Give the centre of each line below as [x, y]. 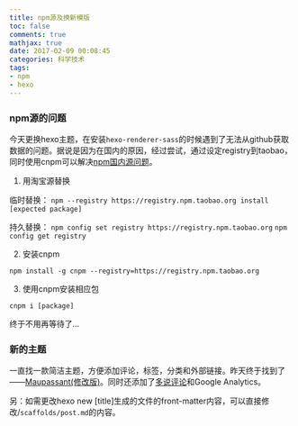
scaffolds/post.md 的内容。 [70, 412]
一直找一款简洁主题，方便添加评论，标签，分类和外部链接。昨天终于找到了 [147, 371]
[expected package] [46, 209]
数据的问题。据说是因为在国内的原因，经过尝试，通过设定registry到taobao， [151, 150]
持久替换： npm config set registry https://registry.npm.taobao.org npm [149, 227]
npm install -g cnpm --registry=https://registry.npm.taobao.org [134, 271]
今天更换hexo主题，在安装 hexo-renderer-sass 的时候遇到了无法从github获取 [149, 139]
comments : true [38, 34]
